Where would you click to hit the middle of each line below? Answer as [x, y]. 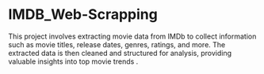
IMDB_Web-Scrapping [83, 15]
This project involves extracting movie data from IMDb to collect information [132, 36]
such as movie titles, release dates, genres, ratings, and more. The [117, 44]
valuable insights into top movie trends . [73, 61]
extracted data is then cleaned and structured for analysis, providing [120, 53]
